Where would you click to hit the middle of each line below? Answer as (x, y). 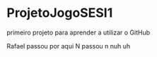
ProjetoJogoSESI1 (60, 13)
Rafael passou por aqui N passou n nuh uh (69, 46)
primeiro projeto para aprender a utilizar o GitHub (78, 32)
